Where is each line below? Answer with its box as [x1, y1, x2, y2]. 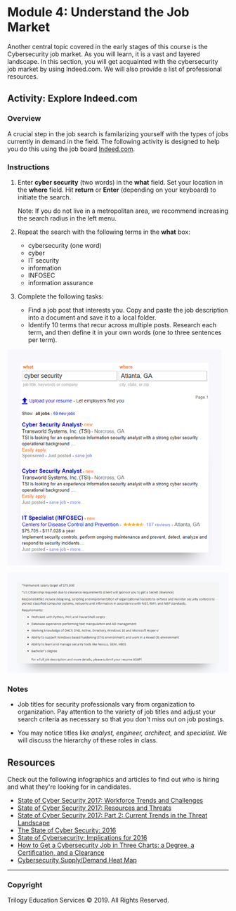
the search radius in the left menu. [17, 214, 117, 222]
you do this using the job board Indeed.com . [7, 145, 136, 153]
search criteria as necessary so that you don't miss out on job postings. [17, 715, 225, 723]
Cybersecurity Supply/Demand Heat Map [17, 856, 137, 864]
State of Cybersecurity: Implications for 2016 [17, 833, 147, 841]
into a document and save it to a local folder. [27, 313, 157, 322]
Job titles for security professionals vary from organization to [17, 700, 195, 709]
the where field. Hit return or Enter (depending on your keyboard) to [17, 185, 216, 194]
